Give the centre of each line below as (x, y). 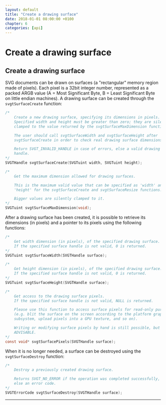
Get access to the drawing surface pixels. (60, 296)
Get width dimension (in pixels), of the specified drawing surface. (87, 241)
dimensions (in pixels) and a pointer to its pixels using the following (73, 223)
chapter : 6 (16, 23)
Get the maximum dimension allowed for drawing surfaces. (75, 176)
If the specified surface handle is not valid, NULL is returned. (84, 301)
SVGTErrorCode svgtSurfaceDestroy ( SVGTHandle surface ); (64, 393)
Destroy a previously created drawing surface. (64, 370)
